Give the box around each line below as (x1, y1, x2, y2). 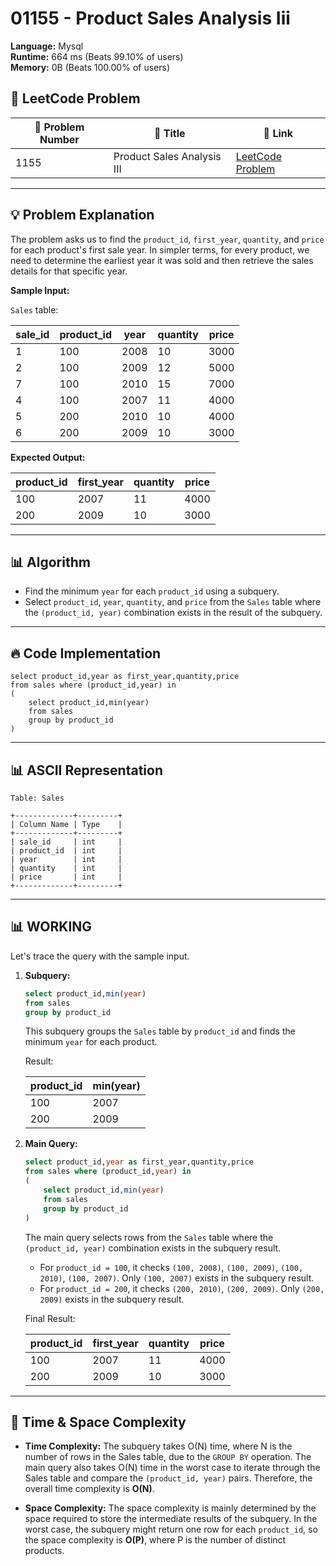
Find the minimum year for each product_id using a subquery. (24, 585, 280, 597)
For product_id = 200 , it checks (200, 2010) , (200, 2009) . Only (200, (39, 1282, 325, 1294)
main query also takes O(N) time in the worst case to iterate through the (24, 1462, 321, 1474)
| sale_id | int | (10, 837, 123, 847)
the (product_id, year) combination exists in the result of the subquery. (24, 607, 323, 619)
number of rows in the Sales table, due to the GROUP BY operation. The (24, 1451, 312, 1463)
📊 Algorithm (10, 553, 91, 571)
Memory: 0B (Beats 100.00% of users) (10, 61, 170, 73)
